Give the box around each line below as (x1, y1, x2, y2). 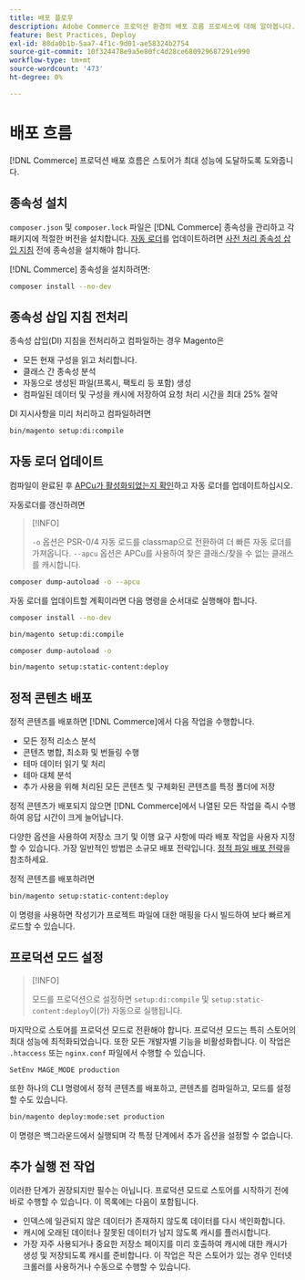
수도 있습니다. (18, 1094, 68, 1105)
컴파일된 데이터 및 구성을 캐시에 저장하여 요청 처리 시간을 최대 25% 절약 (22, 389, 279, 400)
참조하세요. (9, 854, 49, 865)
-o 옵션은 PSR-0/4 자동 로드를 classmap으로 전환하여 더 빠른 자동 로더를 (31, 536, 292, 547)
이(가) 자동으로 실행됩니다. (89, 1004, 183, 1015)
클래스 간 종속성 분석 (22, 366, 97, 377)
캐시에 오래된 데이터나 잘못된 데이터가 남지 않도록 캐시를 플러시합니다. (22, 1227, 271, 1238)
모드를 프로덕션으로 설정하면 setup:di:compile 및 (31, 994, 209, 1004)
